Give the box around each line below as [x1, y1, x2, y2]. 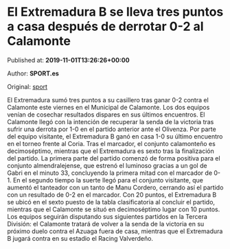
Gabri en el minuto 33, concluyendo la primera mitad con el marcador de [7, 169, 213, 177]
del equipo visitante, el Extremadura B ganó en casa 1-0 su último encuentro [7, 132, 223, 141]
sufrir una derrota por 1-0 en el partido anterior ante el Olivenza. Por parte [7, 125, 216, 133]
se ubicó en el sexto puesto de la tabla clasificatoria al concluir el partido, [7, 198, 215, 206]
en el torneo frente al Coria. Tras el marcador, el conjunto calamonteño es [7, 139, 216, 147]
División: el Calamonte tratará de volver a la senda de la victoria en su [7, 220, 205, 228]
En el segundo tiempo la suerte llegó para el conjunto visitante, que [12, 176, 204, 184]
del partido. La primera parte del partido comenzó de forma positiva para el [7, 154, 221, 162]
